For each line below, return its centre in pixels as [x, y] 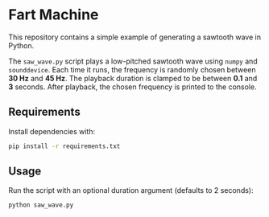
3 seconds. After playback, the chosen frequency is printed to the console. [132, 87]
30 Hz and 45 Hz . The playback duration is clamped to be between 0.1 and [133, 78]
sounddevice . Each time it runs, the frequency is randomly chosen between [132, 69]
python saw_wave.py [41, 205]
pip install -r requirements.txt [64, 146]
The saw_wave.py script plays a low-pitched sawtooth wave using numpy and [133, 61]
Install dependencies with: [52, 131]
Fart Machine [54, 15]
